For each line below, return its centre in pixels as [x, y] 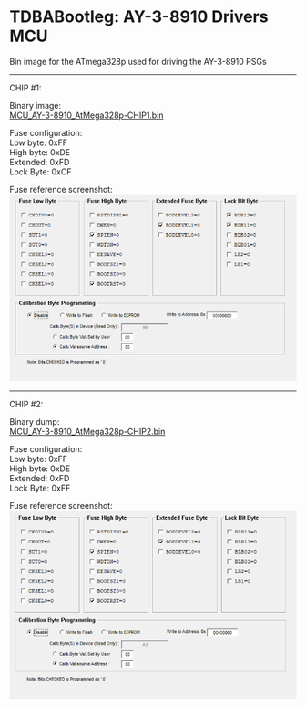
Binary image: [36, 105]
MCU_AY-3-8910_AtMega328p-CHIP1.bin [87, 115]
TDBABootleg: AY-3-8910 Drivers [139, 17]
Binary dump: [35, 421]
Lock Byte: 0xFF [40, 488]
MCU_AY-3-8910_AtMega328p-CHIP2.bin [87, 431]
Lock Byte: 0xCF [41, 172]
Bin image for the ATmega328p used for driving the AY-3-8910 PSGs [138, 61]
